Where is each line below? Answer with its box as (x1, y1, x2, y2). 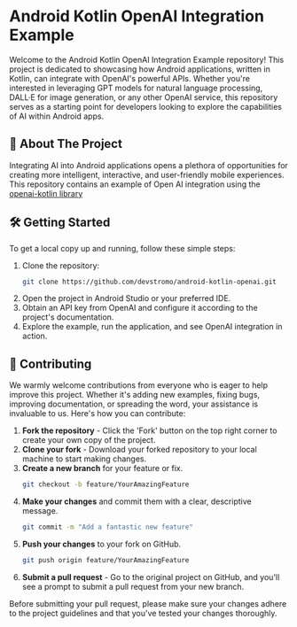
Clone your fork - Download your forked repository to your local (21, 445, 257, 455)
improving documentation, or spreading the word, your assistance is (9, 399, 259, 409)
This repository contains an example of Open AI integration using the (9, 179, 261, 190)
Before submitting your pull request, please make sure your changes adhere (9, 598, 287, 608)
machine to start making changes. (21, 453, 147, 464)
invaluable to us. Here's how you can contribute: (9, 408, 186, 419)
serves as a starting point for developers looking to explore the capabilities (9, 101, 282, 112)
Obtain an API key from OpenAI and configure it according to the (21, 303, 259, 313)
